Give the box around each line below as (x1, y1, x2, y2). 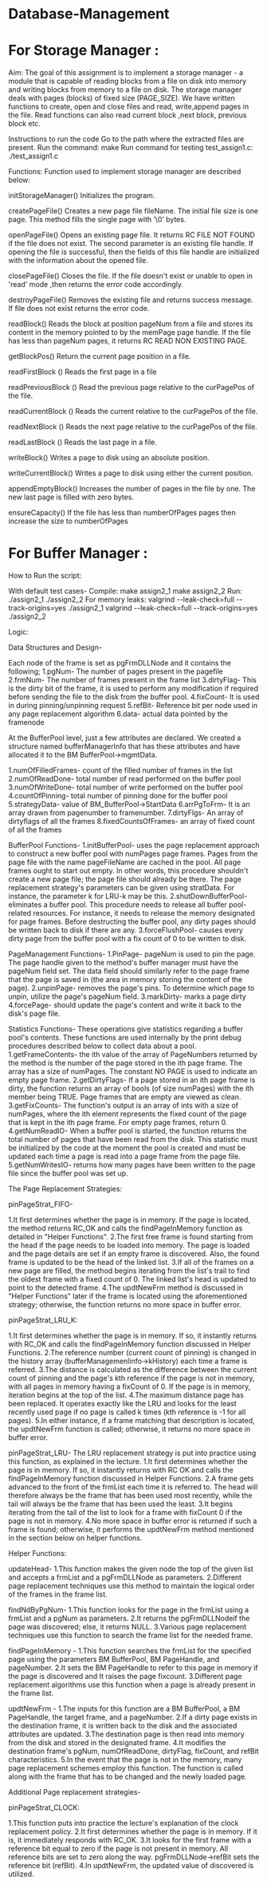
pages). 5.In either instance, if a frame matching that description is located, (8, 1416, 255, 1426)
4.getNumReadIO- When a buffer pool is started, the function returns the (8, 1126, 247, 1135)
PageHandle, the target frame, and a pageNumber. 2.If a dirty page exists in (8, 1712, 257, 1722)
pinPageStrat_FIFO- (8, 1199, 73, 1209)
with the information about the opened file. (8, 256, 149, 265)
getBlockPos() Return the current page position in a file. (8, 352, 191, 361)
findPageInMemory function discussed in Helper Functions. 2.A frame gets (8, 1473, 254, 1483)
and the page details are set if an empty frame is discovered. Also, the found (8, 1249, 260, 1259)
